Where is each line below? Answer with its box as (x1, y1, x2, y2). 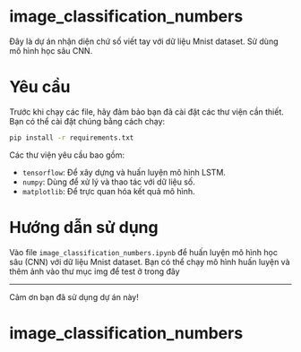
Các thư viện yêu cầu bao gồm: (9, 150, 125, 160)
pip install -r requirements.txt (9, 133, 134, 142)
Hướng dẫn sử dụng (9, 217, 159, 237)
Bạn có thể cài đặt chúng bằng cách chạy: (9, 116, 166, 126)
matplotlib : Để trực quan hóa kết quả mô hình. (21, 185, 195, 196)
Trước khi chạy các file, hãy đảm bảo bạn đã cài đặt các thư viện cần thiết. (9, 106, 285, 117)
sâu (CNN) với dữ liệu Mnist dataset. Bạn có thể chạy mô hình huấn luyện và (9, 256, 290, 267)
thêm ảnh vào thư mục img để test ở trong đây (9, 266, 181, 277)
